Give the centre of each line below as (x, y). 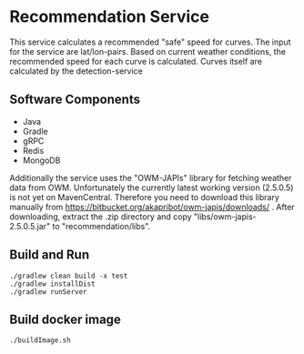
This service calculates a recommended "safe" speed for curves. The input (150, 42)
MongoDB (41, 160)
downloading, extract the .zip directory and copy (101, 217)
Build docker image (65, 319)
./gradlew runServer (49, 292)
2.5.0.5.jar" (30, 226)
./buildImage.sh (40, 340)
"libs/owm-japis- (225, 217)
